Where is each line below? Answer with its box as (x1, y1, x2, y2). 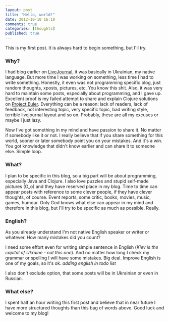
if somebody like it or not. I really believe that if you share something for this (5, 132, 163, 139)
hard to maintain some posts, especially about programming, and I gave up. (5, 90, 162, 97)
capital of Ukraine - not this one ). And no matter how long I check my (5, 249, 150, 255)
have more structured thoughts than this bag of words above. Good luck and (5, 305, 164, 311)
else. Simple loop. (5, 149, 42, 155)
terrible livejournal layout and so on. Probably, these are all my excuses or (5, 112, 159, 118)
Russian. (5, 275, 23, 281)
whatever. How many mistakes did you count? (5, 234, 101, 240)
